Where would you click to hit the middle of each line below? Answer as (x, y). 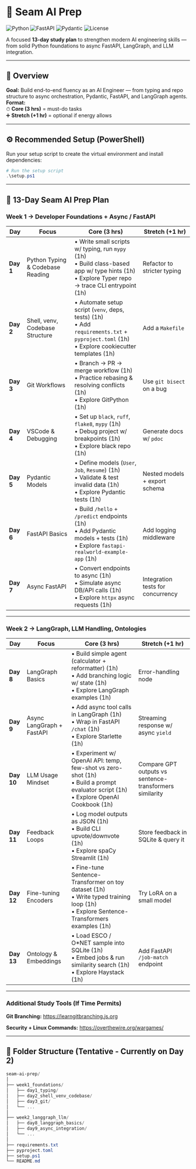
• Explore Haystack (97, 972)
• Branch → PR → (98, 363)
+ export (154, 481)
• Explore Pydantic (100, 492)
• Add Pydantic (95, 531)
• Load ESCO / (91, 936)
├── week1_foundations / (35, 1085)
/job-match (153, 958)
